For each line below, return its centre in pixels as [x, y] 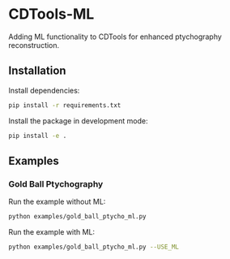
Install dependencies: [44, 90]
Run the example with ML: [52, 232]
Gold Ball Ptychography [56, 183]
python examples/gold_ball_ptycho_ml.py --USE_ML [94, 247]
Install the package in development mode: [78, 121]
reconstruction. [34, 45]
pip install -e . [38, 136]
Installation [37, 71]
